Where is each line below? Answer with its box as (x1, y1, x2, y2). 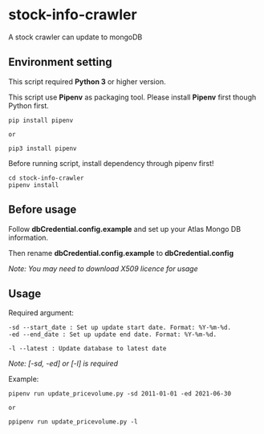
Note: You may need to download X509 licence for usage (8, 263, 198, 274)
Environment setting (8, 55, 112, 69)
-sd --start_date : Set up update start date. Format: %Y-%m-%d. (8, 323, 231, 332)
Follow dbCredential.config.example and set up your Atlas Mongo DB (8, 224, 242, 233)
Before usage (8, 203, 77, 217)
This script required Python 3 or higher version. (8, 76, 166, 86)
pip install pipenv (8, 116, 74, 124)
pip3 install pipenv (8, 144, 78, 152)
